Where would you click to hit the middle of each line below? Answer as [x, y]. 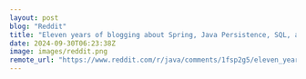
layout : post [34, 18]
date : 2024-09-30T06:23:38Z [63, 43]
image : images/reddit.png [58, 52]
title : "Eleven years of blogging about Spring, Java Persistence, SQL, [150, 35]
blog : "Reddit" [38, 26]
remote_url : [32, 60]
